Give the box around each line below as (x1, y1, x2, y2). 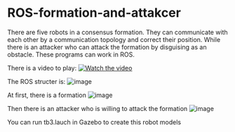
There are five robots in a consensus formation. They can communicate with (7, 28, 228, 36)
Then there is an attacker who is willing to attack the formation (7, 104, 188, 112)
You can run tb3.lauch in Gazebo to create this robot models (7, 117, 181, 126)
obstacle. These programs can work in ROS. (7, 50, 135, 59)
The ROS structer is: (7, 77, 66, 85)
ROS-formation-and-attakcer (7, 5, 181, 21)
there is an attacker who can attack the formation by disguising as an (7, 43, 207, 51)
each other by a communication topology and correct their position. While (7, 35, 221, 43)
